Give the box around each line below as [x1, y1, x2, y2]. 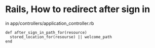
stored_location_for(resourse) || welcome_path [10, 34, 112, 39]
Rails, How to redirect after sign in [5, 4, 150, 15]
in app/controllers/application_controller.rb [5, 20, 94, 26]
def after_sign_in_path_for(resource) [5, 30, 87, 35]
